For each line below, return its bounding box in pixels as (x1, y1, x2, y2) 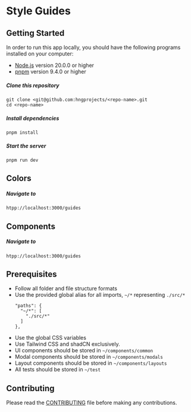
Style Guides (6, 4, 71, 18)
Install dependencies (6, 115, 60, 122)
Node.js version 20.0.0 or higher (14, 62, 94, 69)
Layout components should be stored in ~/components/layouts (14, 359, 167, 367)
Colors (6, 173, 32, 183)
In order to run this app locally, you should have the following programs (6, 44, 181, 51)
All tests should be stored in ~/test (14, 366, 101, 373)
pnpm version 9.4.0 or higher (14, 68, 86, 75)
